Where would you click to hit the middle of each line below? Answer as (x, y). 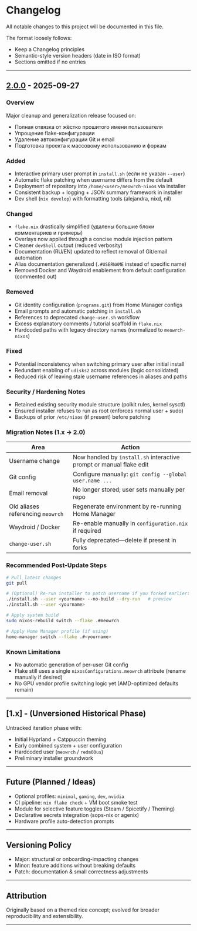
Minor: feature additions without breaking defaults (75, 866)
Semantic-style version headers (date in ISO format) (77, 55)
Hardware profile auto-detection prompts (64, 821)
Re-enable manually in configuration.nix (130, 523)
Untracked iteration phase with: (44, 728)
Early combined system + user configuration (68, 745)
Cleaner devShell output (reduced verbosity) (69, 245)
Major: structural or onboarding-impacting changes (77, 859)
